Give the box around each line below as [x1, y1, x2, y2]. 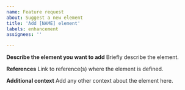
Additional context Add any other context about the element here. [6, 77, 173, 85]
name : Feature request [6, 9, 64, 15]
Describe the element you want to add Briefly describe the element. [6, 54, 179, 61]
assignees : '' [6, 32, 43, 38]
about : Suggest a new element [6, 15, 84, 21]
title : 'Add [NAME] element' [6, 20, 81, 26]
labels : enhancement [6, 26, 59, 32]
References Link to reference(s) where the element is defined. [6, 65, 164, 73]
